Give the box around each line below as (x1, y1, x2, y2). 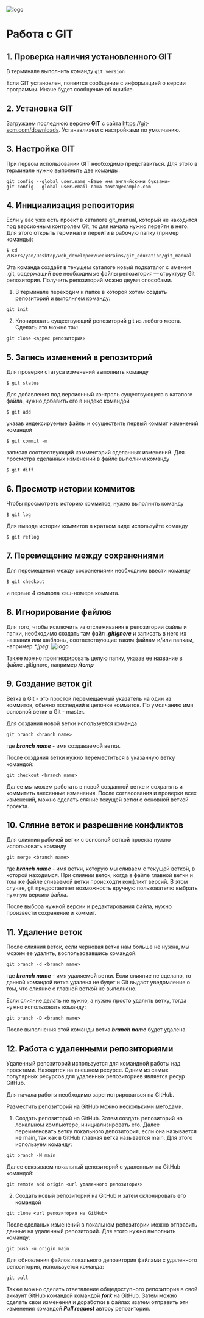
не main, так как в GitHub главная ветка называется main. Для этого (15, 1134, 193, 1141)
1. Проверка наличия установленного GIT (6, 51, 172, 62)
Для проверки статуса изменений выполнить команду (6, 368, 149, 376)
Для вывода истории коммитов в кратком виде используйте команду (6, 522, 188, 530)
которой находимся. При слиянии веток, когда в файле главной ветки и (6, 872, 194, 879)
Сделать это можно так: (15, 324, 79, 331)
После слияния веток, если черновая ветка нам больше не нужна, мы (6, 943, 190, 951)
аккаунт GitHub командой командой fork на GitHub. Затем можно (6, 1292, 178, 1299)
